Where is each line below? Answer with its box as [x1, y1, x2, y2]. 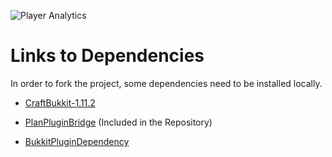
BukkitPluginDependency [24, 135, 130, 147]
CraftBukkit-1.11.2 [24, 96, 96, 109]
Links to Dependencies [10, 45, 205, 67]
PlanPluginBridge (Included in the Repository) [24, 116, 213, 128]
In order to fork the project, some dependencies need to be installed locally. [10, 77, 323, 89]
